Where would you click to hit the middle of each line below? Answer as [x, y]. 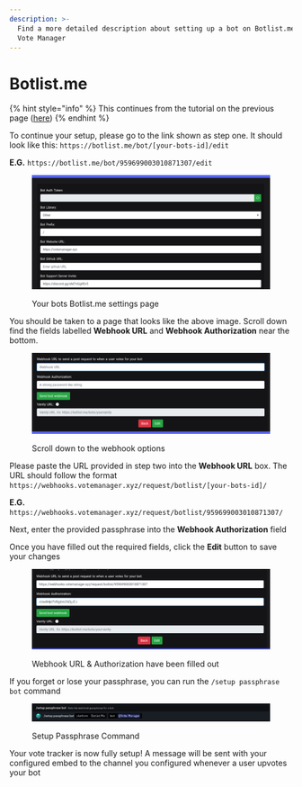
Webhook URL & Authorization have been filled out [125, 664]
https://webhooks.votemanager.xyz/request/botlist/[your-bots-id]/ [138, 485]
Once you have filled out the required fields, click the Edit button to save [143, 547]
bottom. [24, 340]
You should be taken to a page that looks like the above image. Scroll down [148, 321]
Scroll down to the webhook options [98, 448]
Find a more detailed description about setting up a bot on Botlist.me [156, 28]
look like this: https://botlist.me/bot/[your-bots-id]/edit [119, 145]
